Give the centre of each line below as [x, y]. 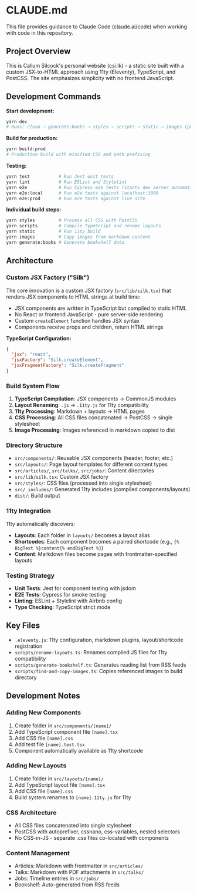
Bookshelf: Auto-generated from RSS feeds [67, 885]
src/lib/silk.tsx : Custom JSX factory [61, 477]
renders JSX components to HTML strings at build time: [73, 297]
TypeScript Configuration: [39, 338]
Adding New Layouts [36, 766]
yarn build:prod [26, 149]
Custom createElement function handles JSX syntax [77, 320]
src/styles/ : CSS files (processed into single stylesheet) [83, 483]
